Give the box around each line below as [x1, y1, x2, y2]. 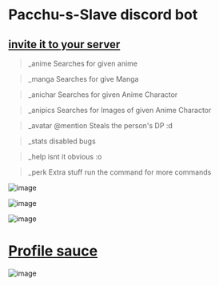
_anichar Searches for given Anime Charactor [27, 90, 178, 99]
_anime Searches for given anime [27, 58, 138, 68]
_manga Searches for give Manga [27, 75, 139, 83]
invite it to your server [8, 38, 121, 51]
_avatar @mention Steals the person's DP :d [27, 121, 173, 130]
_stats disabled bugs [27, 136, 96, 146]
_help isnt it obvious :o [27, 152, 102, 161]
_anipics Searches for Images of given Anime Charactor [27, 106, 212, 115]
